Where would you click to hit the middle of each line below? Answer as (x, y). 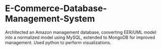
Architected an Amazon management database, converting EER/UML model (81, 32)
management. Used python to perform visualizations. (58, 42)
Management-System (50, 19)
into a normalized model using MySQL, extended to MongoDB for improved (80, 37)
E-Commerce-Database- (56, 8)
